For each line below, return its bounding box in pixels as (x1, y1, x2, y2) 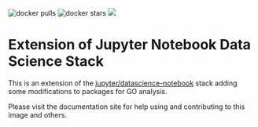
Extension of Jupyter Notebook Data (8, 36, 252, 54)
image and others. (8, 110, 67, 119)
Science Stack (8, 53, 104, 71)
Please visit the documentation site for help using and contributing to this (8, 102, 245, 111)
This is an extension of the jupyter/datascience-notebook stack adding (8, 78, 238, 88)
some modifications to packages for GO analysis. (8, 86, 168, 96)
